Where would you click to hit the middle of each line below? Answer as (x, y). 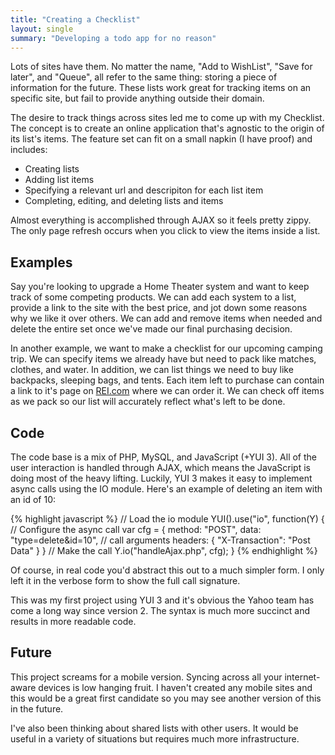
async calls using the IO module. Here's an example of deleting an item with (166, 489)
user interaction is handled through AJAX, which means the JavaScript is (160, 467)
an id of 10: (33, 499)
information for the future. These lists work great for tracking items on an (161, 88)
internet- (302, 677)
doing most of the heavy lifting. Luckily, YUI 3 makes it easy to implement (161, 478)
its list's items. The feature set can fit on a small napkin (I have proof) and (161, 139)
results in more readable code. (73, 621)
